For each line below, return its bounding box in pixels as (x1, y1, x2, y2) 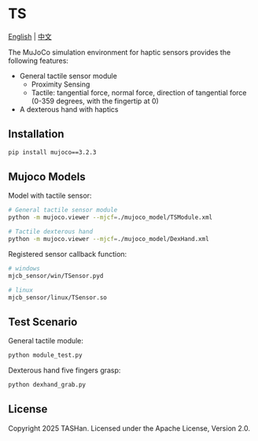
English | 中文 (8, 31, 53, 41)
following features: (8, 56, 69, 65)
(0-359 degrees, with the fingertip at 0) (31, 96, 159, 106)
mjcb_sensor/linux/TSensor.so (8, 293, 108, 302)
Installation (8, 128, 64, 141)
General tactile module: (8, 336, 84, 346)
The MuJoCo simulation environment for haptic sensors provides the (8, 47, 231, 57)
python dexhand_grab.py (8, 381, 87, 389)
